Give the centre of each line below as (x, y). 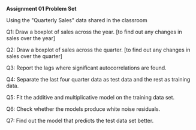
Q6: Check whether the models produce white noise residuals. (83, 109)
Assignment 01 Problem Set (41, 9)
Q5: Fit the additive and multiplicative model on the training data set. (91, 97)
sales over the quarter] (34, 56)
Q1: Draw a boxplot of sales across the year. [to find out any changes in (94, 32)
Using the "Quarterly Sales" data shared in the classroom (77, 20)
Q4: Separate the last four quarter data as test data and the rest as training (98, 79)
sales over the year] (31, 38)
